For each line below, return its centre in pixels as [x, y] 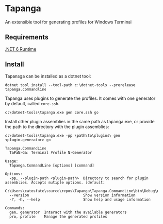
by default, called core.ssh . [32, 103]
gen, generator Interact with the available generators [68, 212]
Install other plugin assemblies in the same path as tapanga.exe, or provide [80, 121]
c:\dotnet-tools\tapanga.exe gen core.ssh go [52, 112]
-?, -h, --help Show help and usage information [80, 199]
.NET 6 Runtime [21, 49]
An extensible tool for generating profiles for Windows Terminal [68, 22]
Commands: [15, 208]
